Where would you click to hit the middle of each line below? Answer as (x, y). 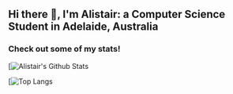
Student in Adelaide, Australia (83, 27)
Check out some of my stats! (64, 49)
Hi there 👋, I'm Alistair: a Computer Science (117, 14)
